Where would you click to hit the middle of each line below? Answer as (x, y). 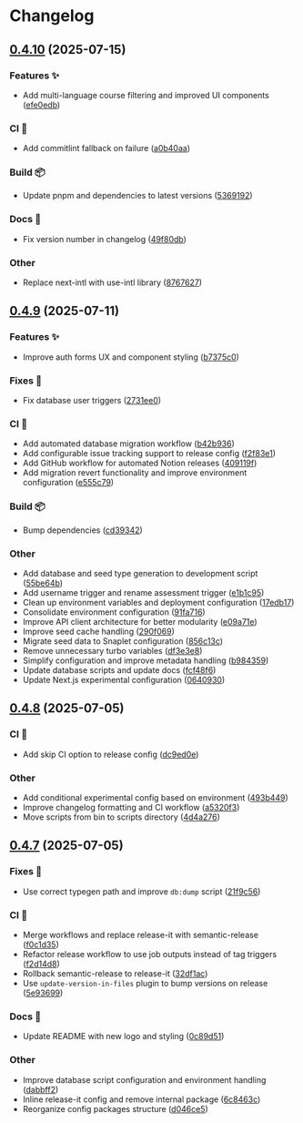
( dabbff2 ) (40, 1089)
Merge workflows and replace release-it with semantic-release (141, 934)
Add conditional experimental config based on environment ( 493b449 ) (155, 797)
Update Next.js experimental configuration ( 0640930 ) (124, 679)
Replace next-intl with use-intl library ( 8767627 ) (112, 282)
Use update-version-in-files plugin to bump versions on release (145, 983)
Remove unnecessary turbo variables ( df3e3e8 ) (112, 650)
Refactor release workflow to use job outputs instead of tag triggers (150, 954)
